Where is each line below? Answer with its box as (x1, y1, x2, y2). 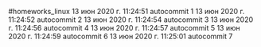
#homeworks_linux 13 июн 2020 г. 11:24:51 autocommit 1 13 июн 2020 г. (8, 7, 245, 16)
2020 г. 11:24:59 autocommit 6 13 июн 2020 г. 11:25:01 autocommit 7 (8, 31, 233, 41)
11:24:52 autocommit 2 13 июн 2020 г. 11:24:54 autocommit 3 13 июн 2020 (8, 15, 254, 24)
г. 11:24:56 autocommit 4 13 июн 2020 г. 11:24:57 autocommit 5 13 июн (8, 23, 240, 32)
